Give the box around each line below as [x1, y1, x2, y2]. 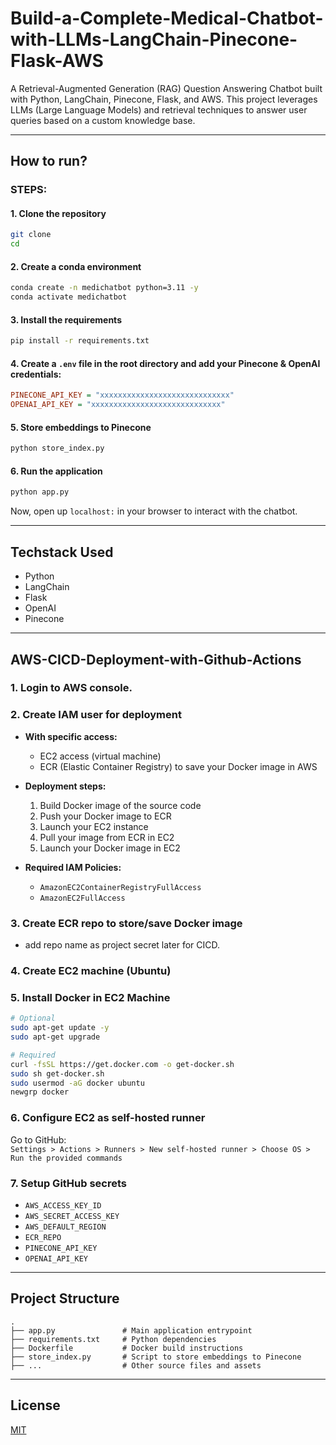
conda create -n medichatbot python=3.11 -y [10, 283, 199, 293]
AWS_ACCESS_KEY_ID [24, 1200, 102, 1211]
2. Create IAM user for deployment [10, 708, 182, 722]
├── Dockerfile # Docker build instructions [10, 1343, 244, 1353]
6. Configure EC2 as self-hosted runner [10, 1111, 206, 1125]
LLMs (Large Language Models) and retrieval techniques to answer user [10, 103, 308, 116]
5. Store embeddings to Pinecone [10, 421, 152, 433]
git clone [10, 230, 52, 240]
